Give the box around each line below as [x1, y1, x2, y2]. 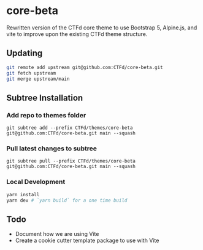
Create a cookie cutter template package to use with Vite [15, 237, 159, 244]
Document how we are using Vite [15, 230, 99, 238]
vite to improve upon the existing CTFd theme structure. [6, 30, 148, 37]
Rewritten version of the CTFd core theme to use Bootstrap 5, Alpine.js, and [6, 24, 197, 31]
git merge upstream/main [6, 76, 70, 82]
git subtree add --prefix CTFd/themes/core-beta [6, 125, 133, 131]
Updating [6, 48, 43, 59]
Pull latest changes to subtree [6, 144, 97, 153]
